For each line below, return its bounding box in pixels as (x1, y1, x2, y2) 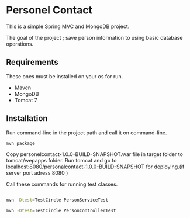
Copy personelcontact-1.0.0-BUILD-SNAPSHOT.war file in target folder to (6, 151, 183, 158)
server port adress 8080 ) (6, 169, 68, 177)
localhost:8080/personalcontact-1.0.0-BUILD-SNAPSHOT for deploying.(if (6, 163, 185, 170)
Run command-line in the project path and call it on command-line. (6, 129, 167, 136)
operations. (6, 40, 34, 47)
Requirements (6, 57, 58, 67)
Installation (6, 113, 48, 123)
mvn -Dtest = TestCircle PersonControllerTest (6, 208, 116, 214)
